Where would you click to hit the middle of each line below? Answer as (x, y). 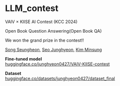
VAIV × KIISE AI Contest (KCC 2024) (41, 22)
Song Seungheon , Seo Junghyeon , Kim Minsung (53, 49)
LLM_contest (32, 8)
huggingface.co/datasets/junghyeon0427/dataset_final (60, 78)
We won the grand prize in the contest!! (44, 40)
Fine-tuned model (24, 59)
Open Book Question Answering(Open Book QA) (53, 31)
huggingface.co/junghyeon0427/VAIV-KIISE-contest (58, 64)
